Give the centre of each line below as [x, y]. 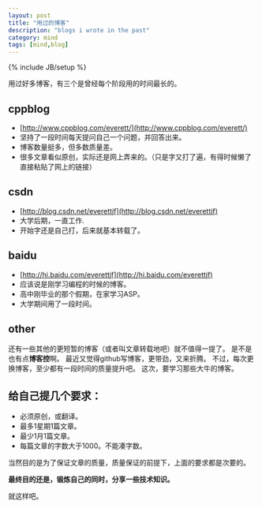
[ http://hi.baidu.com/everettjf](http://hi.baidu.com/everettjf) [116, 275]
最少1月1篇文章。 [47, 436]
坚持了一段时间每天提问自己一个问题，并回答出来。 [103, 137]
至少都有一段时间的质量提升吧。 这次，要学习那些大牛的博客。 [137, 368]
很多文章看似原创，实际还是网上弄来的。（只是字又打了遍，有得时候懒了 [135, 157]
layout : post [30, 15]
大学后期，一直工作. [52, 220]
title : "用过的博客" [39, 23]
